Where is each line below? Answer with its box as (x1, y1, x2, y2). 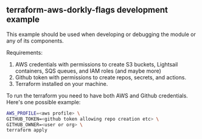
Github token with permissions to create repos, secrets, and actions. (15, 73, 187, 81)
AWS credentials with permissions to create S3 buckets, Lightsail (15, 60, 178, 68)
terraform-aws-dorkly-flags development (6, 5, 169, 15)
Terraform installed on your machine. (15, 80, 108, 87)
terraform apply (6, 127, 47, 134)
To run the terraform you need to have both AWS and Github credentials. (6, 91, 189, 99)
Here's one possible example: (6, 98, 81, 105)
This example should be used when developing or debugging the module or (6, 30, 196, 38)
